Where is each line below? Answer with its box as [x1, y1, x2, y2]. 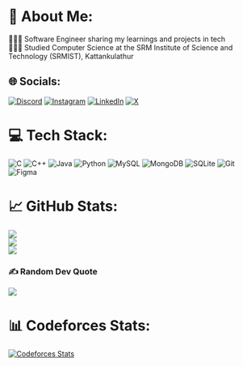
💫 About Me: [8, 7, 94, 26]
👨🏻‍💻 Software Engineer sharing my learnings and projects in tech [8, 34, 226, 44]
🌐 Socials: [8, 74, 61, 88]
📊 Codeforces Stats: [8, 317, 151, 335]
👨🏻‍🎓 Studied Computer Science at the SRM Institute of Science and [8, 42, 233, 52]
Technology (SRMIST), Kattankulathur [8, 51, 135, 61]
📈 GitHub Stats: [8, 197, 119, 215]
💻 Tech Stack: [8, 126, 108, 144]
